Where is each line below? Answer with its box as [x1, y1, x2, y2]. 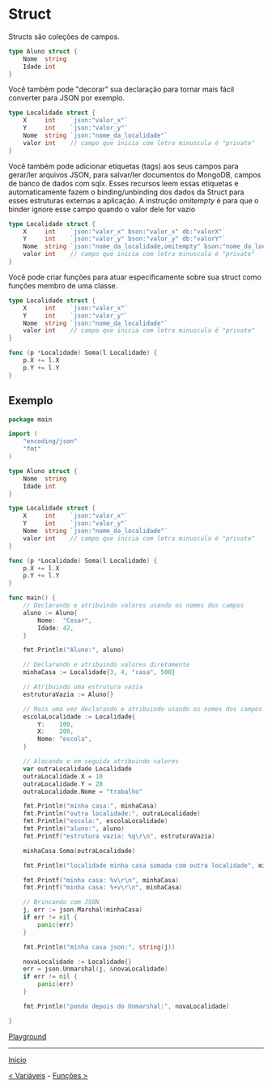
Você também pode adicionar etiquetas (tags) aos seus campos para [8, 161, 239, 171]
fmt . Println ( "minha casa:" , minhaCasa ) [23, 802, 158, 810]
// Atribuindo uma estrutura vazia [23, 683, 143, 691]
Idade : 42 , [37, 624, 74, 632]
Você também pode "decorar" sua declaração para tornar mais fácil [8, 84, 235, 94]
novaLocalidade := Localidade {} [23, 958, 132, 966]
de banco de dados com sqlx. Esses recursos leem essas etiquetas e [8, 178, 239, 188]
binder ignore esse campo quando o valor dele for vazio [8, 204, 196, 214]
